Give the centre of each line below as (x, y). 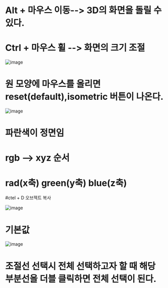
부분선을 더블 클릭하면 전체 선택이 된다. (81, 279)
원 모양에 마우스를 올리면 (53, 84)
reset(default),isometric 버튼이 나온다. (84, 97)
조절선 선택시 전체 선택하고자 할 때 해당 (80, 266)
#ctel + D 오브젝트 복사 (28, 198)
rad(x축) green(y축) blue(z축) (66, 183)
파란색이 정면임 (35, 133)
